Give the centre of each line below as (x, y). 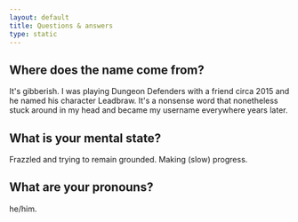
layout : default (39, 17)
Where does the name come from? (107, 70)
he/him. (23, 209)
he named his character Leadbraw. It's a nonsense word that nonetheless (144, 101)
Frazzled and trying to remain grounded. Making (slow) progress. (129, 159)
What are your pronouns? (81, 187)
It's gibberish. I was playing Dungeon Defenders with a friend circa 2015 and (149, 91)
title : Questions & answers (61, 26)
